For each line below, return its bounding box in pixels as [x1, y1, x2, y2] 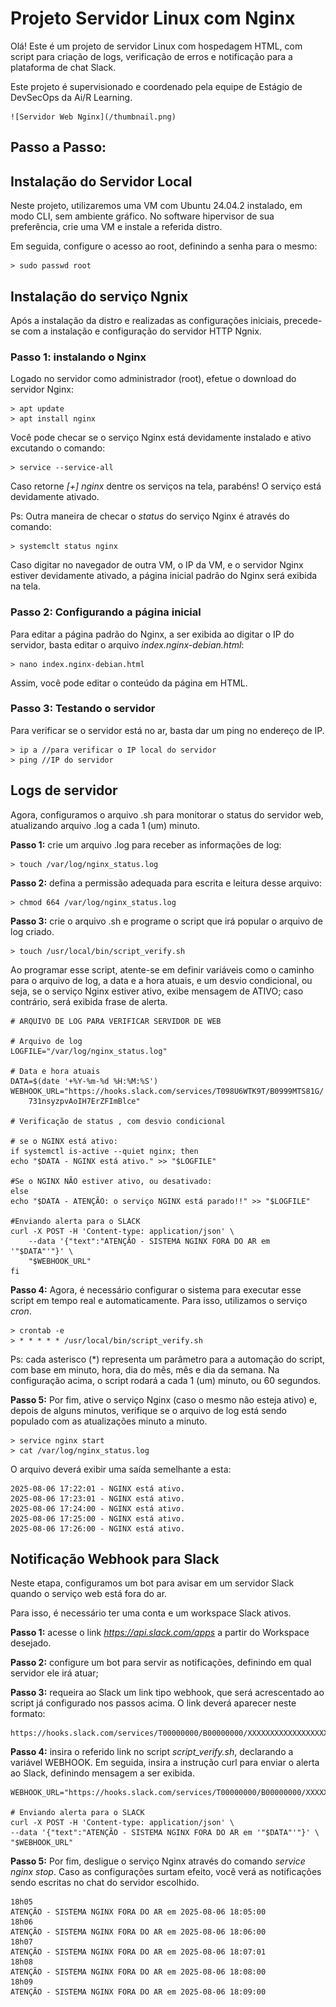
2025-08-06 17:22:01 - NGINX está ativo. [10, 1483, 186, 1494]
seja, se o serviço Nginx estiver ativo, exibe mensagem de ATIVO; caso [10, 985, 304, 997]
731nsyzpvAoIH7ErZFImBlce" [28, 1096, 141, 1106]
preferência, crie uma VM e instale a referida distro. [10, 221, 223, 233]
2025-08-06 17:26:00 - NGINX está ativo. [10, 1523, 186, 1534]
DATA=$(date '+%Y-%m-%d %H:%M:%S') [10, 1076, 159, 1086]
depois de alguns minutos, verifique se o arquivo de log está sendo [10, 1404, 287, 1416]
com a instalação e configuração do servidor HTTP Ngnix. [22, 325, 262, 337]
